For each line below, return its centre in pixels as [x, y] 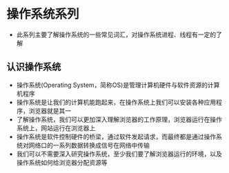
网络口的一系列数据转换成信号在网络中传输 [89, 145]
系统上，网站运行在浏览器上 [56, 128]
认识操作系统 [34, 67]
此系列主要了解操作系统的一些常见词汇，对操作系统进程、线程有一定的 [116, 34]
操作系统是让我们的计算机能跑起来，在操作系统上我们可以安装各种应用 [116, 102]
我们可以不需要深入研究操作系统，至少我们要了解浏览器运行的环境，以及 [119, 154]
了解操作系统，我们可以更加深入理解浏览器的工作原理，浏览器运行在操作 [119, 119]
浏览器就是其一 [50, 110]
